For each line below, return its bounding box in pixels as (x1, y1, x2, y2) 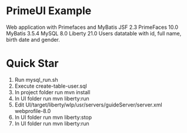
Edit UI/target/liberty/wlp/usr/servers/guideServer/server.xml (14, 101, 163, 108)
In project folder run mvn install (14, 88, 91, 95)
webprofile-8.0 (14, 107, 51, 114)
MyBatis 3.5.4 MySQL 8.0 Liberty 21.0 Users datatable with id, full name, (6, 29, 182, 36)
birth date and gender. (6, 36, 61, 43)
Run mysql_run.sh (14, 76, 58, 83)
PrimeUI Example (6, 4, 92, 18)
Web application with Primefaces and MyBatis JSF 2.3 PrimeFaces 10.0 (6, 24, 178, 31)
